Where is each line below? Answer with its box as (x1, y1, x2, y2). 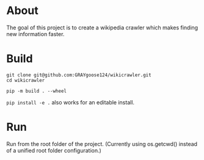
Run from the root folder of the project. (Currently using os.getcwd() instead (6, 140, 197, 147)
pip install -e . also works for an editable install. (6, 98, 135, 106)
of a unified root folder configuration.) (6, 147, 102, 154)
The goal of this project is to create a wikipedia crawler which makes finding (6, 24, 199, 31)
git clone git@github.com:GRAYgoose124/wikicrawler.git (6, 71, 151, 78)
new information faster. (6, 30, 65, 37)
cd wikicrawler (6, 77, 45, 83)
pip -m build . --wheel (6, 88, 67, 94)
